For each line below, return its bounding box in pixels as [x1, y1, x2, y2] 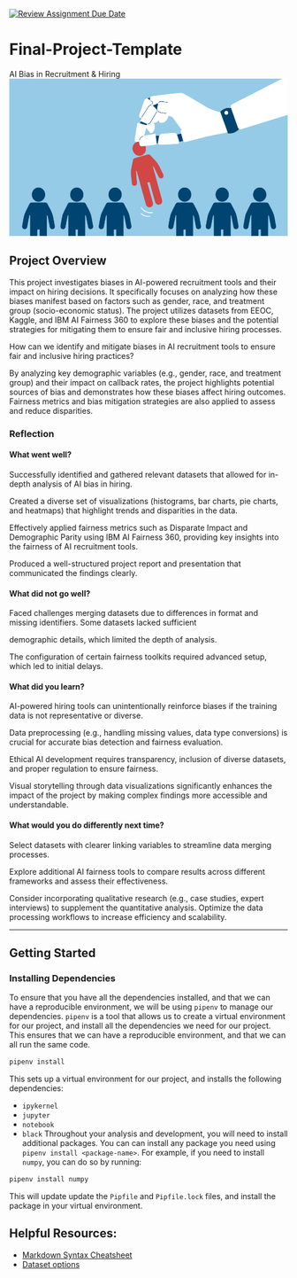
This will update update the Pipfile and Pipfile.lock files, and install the [9, 1191, 277, 1202]
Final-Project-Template [9, 40, 183, 59]
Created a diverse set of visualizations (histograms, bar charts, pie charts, [9, 496, 278, 507]
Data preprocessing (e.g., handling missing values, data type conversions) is [9, 728, 288, 738]
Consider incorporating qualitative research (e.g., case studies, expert [9, 892, 264, 903]
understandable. [9, 799, 69, 810]
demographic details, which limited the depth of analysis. [9, 635, 217, 645]
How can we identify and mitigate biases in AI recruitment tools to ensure [9, 341, 276, 352]
